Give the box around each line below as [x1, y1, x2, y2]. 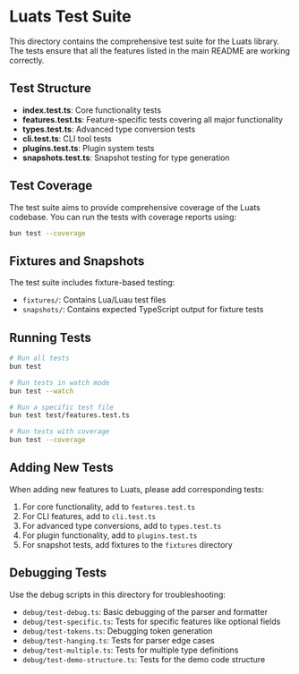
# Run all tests [9, 354, 70, 363]
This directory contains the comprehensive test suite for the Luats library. [9, 36, 280, 47]
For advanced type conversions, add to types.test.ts [21, 520, 222, 531]
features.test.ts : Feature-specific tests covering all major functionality [21, 114, 284, 124]
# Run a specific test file [9, 403, 115, 412]
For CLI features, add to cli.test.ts [21, 510, 157, 521]
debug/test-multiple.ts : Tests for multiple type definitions [21, 644, 239, 655]
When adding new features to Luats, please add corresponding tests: [9, 483, 265, 494]
